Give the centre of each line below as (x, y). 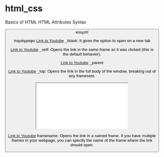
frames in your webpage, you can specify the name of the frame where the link (82, 140)
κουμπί (82, 32)
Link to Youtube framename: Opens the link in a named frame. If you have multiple (82, 136)
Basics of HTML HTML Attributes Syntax (46, 22)
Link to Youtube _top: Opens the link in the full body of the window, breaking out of (82, 71)
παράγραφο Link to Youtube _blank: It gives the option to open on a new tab (82, 41)
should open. (82, 145)
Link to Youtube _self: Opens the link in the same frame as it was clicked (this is (82, 49)
